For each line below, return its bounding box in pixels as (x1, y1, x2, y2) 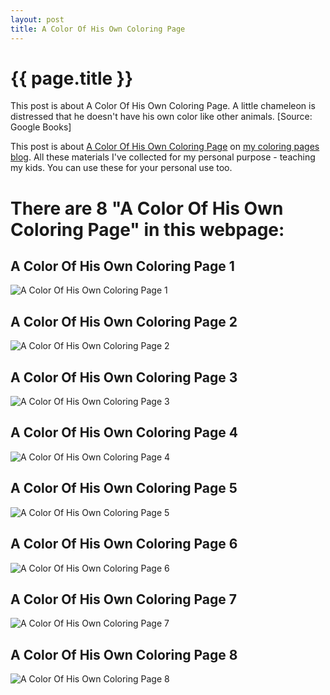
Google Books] (10, 121, 72, 133)
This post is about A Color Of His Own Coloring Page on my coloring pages (10, 141, 320, 153)
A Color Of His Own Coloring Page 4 (10, 424, 238, 441)
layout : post (10, 14, 65, 25)
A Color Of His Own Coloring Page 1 (10, 258, 235, 275)
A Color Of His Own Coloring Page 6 (10, 536, 238, 553)
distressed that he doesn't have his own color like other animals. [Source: (10, 111, 313, 123)
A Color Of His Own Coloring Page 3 (10, 369, 238, 386)
